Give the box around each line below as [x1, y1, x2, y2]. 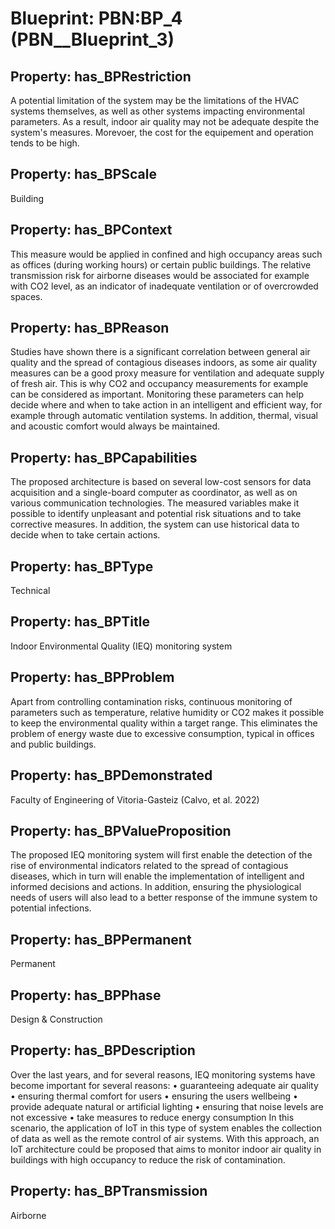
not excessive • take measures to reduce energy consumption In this [10, 1111, 295, 1123]
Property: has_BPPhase [10, 987, 162, 1004]
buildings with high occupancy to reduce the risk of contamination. [10, 1153, 286, 1166]
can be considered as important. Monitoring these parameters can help [10, 388, 304, 401]
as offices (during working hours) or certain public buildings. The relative [10, 258, 312, 271]
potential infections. [10, 902, 92, 914]
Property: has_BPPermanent [10, 931, 192, 948]
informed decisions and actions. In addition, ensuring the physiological [10, 881, 302, 893]
